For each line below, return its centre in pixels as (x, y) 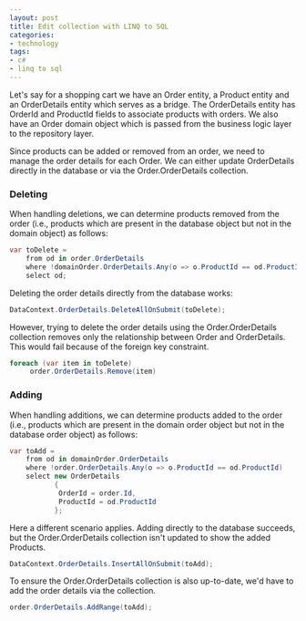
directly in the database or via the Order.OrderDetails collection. (129, 171)
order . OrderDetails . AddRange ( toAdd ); (81, 607)
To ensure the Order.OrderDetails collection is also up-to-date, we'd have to (152, 581)
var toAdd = (32, 451)
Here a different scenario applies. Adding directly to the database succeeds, (153, 528)
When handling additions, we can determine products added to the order (146, 415)
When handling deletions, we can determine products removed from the (144, 214)
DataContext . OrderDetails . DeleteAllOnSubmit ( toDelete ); (117, 310)
